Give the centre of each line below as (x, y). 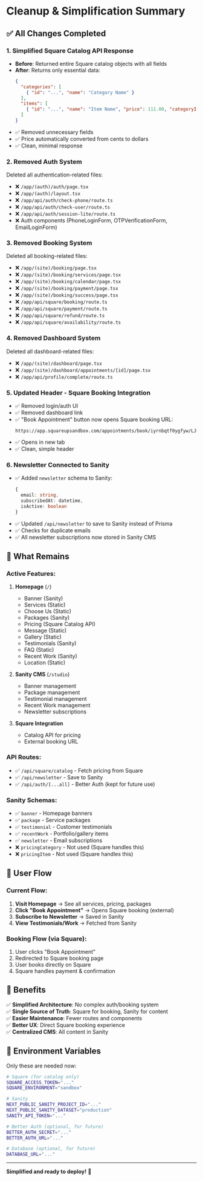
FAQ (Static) (39, 650)
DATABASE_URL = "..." (31, 1154)
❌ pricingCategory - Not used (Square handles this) (79, 848)
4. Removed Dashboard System (53, 338)
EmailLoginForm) (36, 227)
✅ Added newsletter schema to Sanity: (64, 478)
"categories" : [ (41, 87)
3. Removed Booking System (49, 243)
